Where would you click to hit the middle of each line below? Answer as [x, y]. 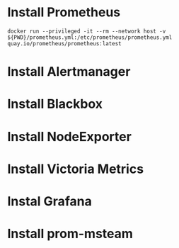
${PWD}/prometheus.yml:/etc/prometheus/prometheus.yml [90, 37]
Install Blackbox [55, 104]
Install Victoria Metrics [75, 169]
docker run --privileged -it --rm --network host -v [87, 31]
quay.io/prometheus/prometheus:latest [64, 43]
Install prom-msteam [70, 234]
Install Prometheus [64, 12]
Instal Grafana [50, 201]
